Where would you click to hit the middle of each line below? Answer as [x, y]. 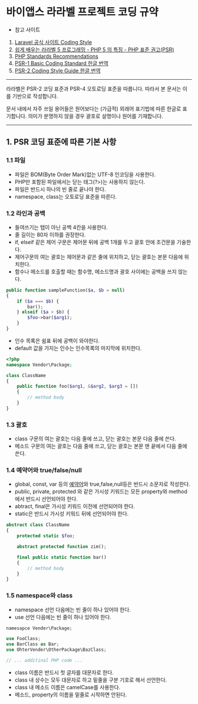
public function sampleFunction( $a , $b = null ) [66, 290]
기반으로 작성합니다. [35, 96]
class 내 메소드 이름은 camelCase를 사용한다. [67, 687]
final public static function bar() [62, 557]
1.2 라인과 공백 [26, 213]
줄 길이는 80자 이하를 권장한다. [50, 235]
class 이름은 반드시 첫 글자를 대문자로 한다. [64, 672]
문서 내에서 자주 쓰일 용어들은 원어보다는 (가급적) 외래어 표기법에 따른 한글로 [94, 108]
